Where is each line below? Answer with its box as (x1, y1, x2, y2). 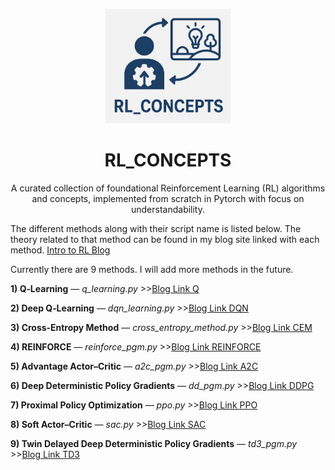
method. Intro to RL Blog (10, 244, 111, 256)
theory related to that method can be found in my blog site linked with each (10, 233, 320, 245)
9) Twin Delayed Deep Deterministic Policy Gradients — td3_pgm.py (10, 437, 298, 449)
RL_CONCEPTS (104, 149, 232, 172)
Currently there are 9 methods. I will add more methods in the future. (10, 263, 294, 275)
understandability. (130, 203, 206, 215)
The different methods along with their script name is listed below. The (10, 222, 302, 234)
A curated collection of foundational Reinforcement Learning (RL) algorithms (10, 182, 326, 194)
